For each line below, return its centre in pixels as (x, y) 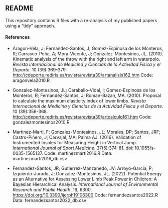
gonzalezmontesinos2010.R (41, 122)
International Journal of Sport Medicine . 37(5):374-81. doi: (73, 148)
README (19, 8)
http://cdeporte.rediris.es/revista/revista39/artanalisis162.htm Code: (83, 75)
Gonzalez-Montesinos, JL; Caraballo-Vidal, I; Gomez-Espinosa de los (84, 90)
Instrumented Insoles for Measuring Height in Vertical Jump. (75, 143)
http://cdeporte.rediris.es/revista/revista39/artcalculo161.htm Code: (82, 117)
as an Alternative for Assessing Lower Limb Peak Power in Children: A (85, 179)
